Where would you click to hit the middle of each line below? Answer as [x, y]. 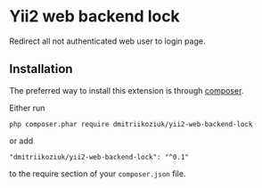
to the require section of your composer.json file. [98, 173]
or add [21, 141]
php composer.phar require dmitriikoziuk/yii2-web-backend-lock [131, 124]
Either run [27, 108]
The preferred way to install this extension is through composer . [127, 90]
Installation [41, 69]
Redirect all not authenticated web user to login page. [107, 41]
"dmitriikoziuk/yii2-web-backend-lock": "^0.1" [99, 157]
